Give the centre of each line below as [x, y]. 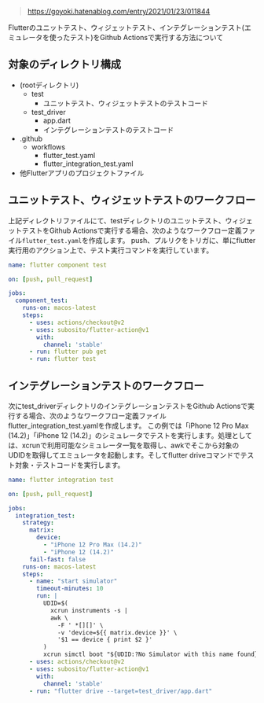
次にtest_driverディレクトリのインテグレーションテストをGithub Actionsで [128, 406]
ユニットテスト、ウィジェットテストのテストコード [126, 103]
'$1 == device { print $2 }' [105, 640]
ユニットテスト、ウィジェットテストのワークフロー [132, 200]
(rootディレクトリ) [49, 85]
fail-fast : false [57, 559]
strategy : [38, 523]
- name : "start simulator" [73, 581]
